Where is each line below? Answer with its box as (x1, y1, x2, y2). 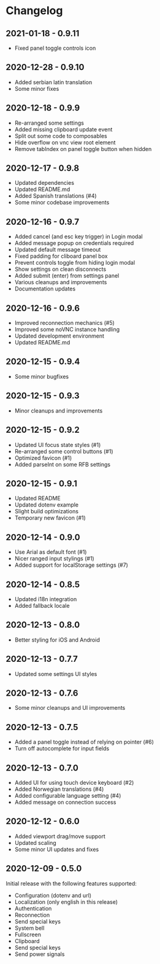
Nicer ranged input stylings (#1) (14, 555, 94, 562)
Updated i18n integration (14, 595, 77, 602)
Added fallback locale (14, 602, 70, 609)
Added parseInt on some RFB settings (14, 461, 111, 468)
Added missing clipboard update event (14, 125, 113, 133)
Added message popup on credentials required (14, 239, 134, 247)
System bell (14, 924, 45, 931)
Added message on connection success (14, 799, 116, 806)
